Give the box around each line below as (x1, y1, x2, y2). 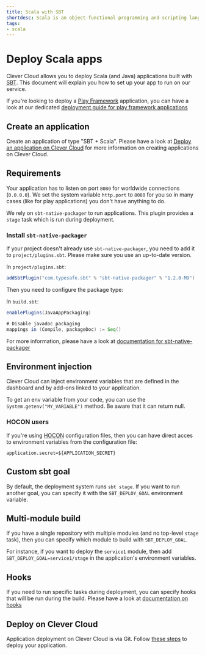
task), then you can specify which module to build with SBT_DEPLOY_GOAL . (6, 536, 188, 543)
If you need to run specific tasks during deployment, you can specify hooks (6, 588, 196, 596)
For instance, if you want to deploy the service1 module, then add (6, 548, 172, 555)
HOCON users (6, 418, 49, 426)
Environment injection (6, 361, 92, 372)
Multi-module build (6, 513, 81, 524)
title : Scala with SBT (6, 9, 64, 15)
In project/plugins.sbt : (6, 263, 67, 270)
